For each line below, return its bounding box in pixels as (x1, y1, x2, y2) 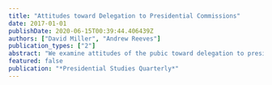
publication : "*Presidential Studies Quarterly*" (8, 65, 180, 73)
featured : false (8, 57, 63, 66)
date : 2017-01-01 (8, 19, 67, 28)
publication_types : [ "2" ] (8, 42, 96, 50)
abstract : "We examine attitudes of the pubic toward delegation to (8, 49, 244, 57)
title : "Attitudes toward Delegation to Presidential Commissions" (8, 11, 241, 20)
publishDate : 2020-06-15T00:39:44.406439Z (8, 27, 154, 35)
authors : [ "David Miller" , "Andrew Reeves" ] (8, 34, 161, 43)
